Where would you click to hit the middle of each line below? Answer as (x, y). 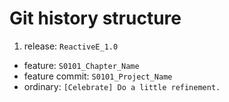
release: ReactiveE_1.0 (71, 46)
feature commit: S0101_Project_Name (98, 76)
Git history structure (95, 18)
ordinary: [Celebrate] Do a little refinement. (122, 86)
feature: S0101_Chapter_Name (81, 65)
